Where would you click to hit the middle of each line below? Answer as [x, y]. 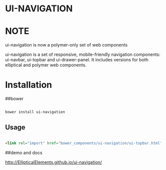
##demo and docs [24, 152]
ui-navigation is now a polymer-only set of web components [66, 45]
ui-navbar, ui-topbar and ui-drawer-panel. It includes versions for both [77, 60]
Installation [29, 85]
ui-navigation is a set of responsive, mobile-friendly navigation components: [83, 54]
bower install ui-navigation [35, 112]
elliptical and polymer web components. [46, 65]
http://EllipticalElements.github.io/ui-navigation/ [54, 162]
